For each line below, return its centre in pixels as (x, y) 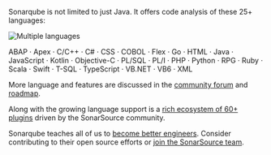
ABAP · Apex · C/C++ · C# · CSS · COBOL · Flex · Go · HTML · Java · (121, 52)
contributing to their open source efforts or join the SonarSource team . (127, 142)
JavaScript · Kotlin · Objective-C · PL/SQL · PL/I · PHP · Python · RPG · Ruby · (136, 60)
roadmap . (24, 93)
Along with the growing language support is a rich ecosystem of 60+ (123, 109)
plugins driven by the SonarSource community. (87, 118)
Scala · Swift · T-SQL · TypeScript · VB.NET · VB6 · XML (101, 69)
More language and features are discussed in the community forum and (128, 85)
